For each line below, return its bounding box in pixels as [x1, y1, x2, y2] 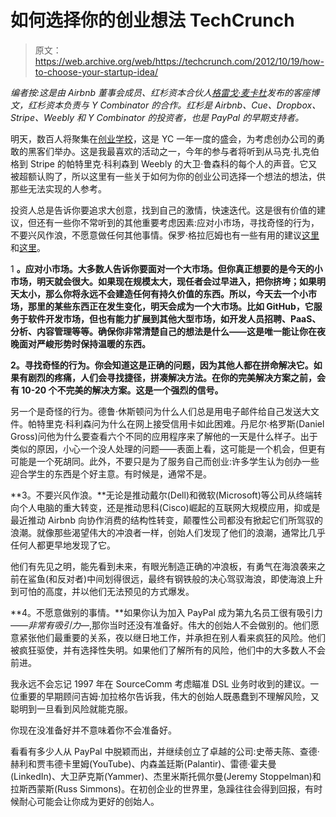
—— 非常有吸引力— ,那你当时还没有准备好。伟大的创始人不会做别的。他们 [10, 619, 312, 631]
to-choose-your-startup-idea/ [34, 66, 158, 78]
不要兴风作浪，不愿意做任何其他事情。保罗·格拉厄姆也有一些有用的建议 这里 [10, 229, 320, 241]
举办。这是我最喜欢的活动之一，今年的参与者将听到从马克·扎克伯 [53, 145, 320, 157]
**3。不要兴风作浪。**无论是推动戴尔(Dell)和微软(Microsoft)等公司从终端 [10, 489, 314, 501]
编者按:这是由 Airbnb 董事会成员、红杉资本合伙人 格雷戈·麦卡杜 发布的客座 [10, 86, 312, 98]
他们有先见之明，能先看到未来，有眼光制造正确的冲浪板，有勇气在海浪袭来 [10, 560, 317, 572]
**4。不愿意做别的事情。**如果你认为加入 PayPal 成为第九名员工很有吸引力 [10, 606, 323, 618]
